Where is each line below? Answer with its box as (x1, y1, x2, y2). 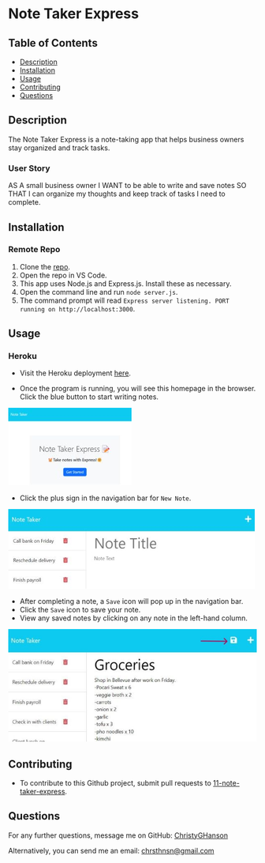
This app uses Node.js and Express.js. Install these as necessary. (19, 278, 232, 288)
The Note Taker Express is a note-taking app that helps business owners (8, 134, 244, 144)
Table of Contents (8, 36, 99, 50)
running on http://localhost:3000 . (19, 303, 136, 313)
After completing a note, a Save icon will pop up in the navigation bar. (19, 597, 244, 606)
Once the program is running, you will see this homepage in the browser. (19, 384, 256, 394)
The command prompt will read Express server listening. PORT (19, 296, 230, 305)
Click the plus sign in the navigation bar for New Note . (19, 493, 192, 503)
